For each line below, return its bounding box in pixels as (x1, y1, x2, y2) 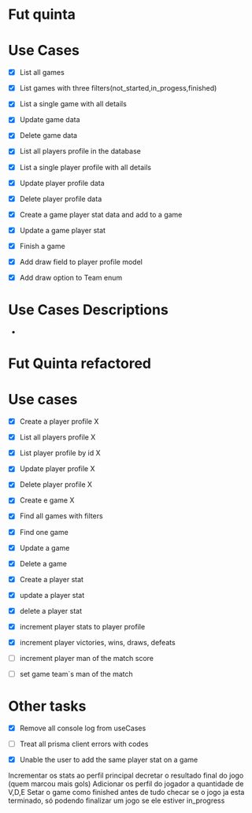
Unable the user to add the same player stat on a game (19, 755, 198, 765)
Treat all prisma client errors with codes (19, 739, 149, 749)
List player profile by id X (19, 448, 101, 458)
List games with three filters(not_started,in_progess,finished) (19, 84, 217, 93)
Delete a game (19, 559, 67, 568)
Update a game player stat (19, 225, 106, 235)
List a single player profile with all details (19, 162, 152, 172)
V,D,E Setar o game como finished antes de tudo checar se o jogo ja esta (8, 788, 245, 797)
